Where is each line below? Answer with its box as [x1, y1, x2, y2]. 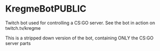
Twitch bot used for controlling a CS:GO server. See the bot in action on [5, 20, 155, 26]
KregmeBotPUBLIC [5, 3, 87, 15]
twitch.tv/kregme [5, 25, 41, 31]
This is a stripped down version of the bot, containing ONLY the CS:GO [5, 35, 154, 41]
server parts [5, 40, 31, 46]
